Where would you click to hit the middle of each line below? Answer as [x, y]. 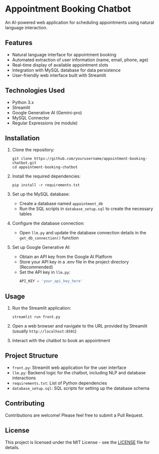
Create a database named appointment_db [61, 204]
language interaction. [26, 27]
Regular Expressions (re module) [45, 123]
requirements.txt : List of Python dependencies [60, 383]
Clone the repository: [33, 150]
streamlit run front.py [36, 317]
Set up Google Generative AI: [41, 247]
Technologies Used [35, 91]
